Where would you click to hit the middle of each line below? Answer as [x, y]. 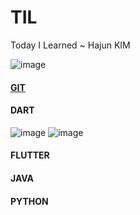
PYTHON [29, 201]
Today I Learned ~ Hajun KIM [70, 45]
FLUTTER [30, 155]
